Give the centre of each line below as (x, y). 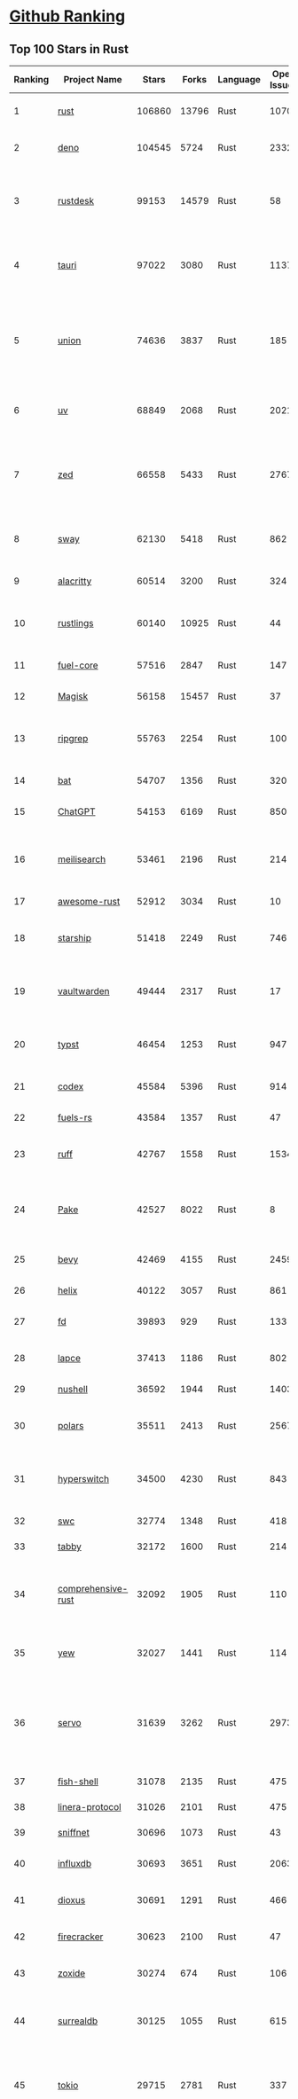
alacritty (74, 581)
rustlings (75, 623)
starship (74, 938)
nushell (73, 1389)
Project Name (93, 79)
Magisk (73, 696)
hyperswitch (83, 1479)
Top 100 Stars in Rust (69, 49)
